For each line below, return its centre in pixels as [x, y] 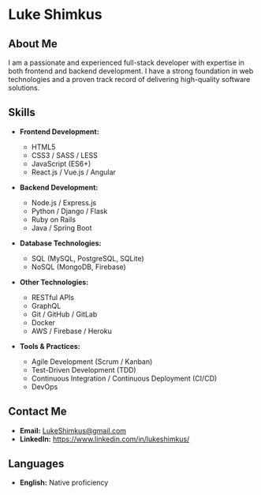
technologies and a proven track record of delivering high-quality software [129, 79]
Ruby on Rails [54, 219]
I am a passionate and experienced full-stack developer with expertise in [126, 62]
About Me [33, 44]
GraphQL [46, 306]
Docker [43, 322]
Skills [22, 112]
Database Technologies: [60, 243]
